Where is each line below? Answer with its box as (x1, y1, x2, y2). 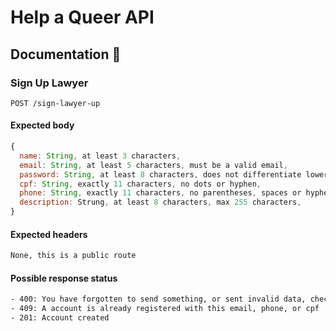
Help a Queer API (10, 6, 155, 29)
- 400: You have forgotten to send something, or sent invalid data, (10, 294, 307, 305)
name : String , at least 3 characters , (19, 151, 182, 161)
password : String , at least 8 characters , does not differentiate (19, 169, 302, 180)
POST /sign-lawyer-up (10, 98, 101, 108)
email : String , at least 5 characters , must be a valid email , (19, 160, 288, 170)
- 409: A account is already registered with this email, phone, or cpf (10, 304, 320, 314)
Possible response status (10, 272, 118, 284)
